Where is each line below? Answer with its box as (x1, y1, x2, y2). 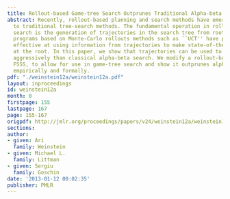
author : (7, 131, 29, 137)
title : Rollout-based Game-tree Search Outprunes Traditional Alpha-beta (7, 10, 222, 17)
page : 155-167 (7, 111, 48, 118)
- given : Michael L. (7, 150, 66, 157)
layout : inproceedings (7, 80, 72, 87)
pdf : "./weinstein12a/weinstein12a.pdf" (7, 73, 125, 81)
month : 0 (7, 93, 32, 100)
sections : (7, 124, 36, 131)
